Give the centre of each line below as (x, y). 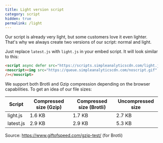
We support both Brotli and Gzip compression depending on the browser (78, 84)
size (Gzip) (49, 107)
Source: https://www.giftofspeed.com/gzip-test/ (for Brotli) (64, 135)
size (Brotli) (92, 107)
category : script (23, 14)
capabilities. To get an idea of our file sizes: (49, 89)
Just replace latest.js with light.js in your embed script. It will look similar (81, 52)
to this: (12, 57)
